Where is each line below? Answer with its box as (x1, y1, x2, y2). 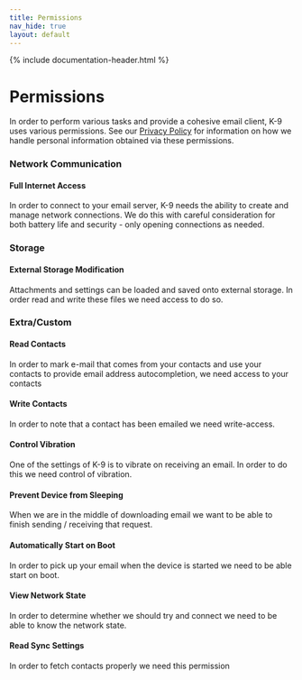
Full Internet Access (9, 179, 87, 190)
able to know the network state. (9, 620, 127, 630)
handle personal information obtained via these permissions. (9, 135, 234, 146)
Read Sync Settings (9, 640, 85, 651)
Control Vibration (9, 439, 76, 450)
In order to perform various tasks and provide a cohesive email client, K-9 (9, 116, 282, 127)
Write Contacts (9, 399, 68, 409)
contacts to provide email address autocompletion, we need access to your (9, 368, 289, 379)
